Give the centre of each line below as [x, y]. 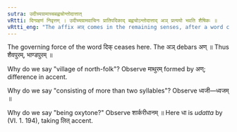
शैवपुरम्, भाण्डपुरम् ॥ [30, 55]
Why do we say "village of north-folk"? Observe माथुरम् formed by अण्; [107, 69]
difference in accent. [37, 77]
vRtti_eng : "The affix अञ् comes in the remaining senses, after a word [115, 27]
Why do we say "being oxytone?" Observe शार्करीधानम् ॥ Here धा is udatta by [115, 113]
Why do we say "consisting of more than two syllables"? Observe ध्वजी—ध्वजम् [118, 91]
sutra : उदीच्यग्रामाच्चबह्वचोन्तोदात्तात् [45, 14]
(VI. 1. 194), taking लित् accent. [50, 121]
